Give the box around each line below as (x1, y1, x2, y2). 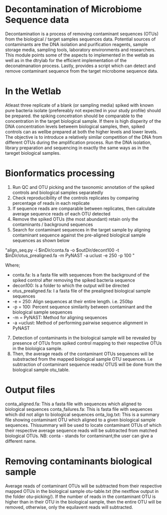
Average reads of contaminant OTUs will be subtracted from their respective (5, 482, 162, 489)
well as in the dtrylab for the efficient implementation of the (5, 57, 127, 63)
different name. (5, 438, 37, 444)
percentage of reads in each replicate (12, 200, 90, 206)
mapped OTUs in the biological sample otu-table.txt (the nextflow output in (5, 488, 159, 494)
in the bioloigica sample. (12, 345, 63, 351)
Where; (5, 262, 20, 268)
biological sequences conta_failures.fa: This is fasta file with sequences (5, 406, 153, 412)
